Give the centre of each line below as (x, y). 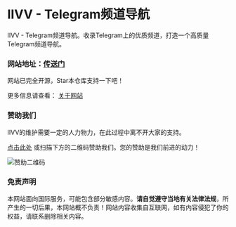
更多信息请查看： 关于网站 (45, 96)
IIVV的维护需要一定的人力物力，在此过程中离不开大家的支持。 (97, 132)
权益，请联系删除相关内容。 (47, 216)
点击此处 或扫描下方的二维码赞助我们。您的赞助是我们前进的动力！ (104, 147)
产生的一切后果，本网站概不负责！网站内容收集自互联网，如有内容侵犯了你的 (118, 207)
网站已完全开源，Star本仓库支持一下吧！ (66, 81)
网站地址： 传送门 (36, 64)
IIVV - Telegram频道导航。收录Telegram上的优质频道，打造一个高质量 (108, 35)
